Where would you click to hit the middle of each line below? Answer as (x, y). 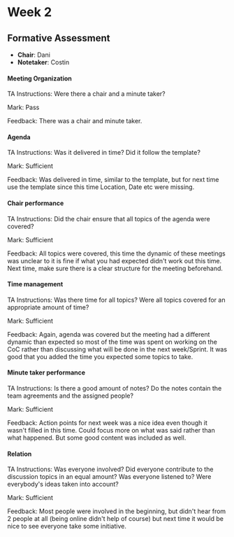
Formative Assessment (59, 38)
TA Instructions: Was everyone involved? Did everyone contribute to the (110, 469)
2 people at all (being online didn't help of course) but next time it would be (115, 519)
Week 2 (30, 12)
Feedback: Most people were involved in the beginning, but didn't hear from (117, 511)
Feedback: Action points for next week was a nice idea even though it (107, 423)
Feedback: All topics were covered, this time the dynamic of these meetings (116, 253)
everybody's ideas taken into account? (63, 484)
